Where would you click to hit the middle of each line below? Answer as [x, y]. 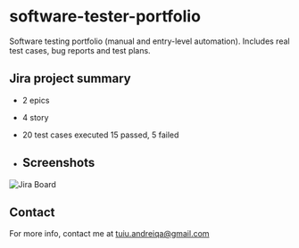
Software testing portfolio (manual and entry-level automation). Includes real [149, 41]
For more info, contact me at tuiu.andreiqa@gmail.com [109, 234]
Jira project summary [70, 79]
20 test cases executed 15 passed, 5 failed [100, 135]
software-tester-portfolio [105, 17]
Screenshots [58, 163]
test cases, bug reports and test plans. [80, 50]
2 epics [36, 100]
